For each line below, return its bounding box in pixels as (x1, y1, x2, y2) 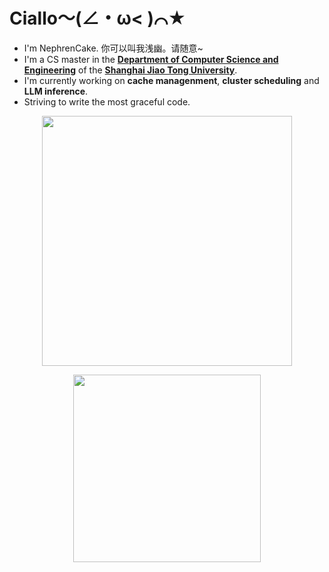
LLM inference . (23, 85, 89, 97)
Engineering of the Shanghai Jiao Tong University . (23, 64, 238, 76)
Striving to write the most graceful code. (23, 95, 191, 108)
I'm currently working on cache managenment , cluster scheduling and (23, 74, 320, 86)
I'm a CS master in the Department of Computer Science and (23, 53, 279, 65)
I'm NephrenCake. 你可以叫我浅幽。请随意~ (23, 42, 204, 54)
